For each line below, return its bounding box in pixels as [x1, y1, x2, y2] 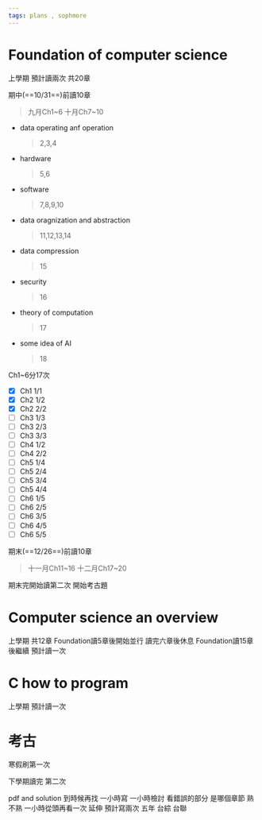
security [19, 277, 48, 286]
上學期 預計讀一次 [8, 701, 66, 711]
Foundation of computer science [8, 45, 228, 64]
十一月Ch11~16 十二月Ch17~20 [27, 563, 127, 573]
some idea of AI [19, 338, 71, 348]
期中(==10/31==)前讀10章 [8, 90, 91, 99]
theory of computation [19, 307, 94, 317]
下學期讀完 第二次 [8, 776, 66, 787]
